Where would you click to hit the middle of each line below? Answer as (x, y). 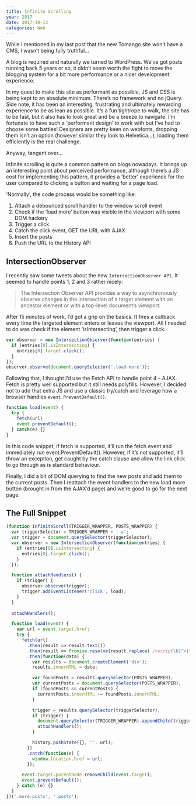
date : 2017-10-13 (27, 22)
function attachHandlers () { (47, 575)
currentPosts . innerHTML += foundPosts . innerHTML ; (99, 694)
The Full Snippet (36, 513)
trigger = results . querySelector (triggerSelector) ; (96, 710)
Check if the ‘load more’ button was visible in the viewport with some (97, 212)
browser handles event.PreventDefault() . (56, 397)
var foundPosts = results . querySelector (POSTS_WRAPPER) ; (103, 678)
